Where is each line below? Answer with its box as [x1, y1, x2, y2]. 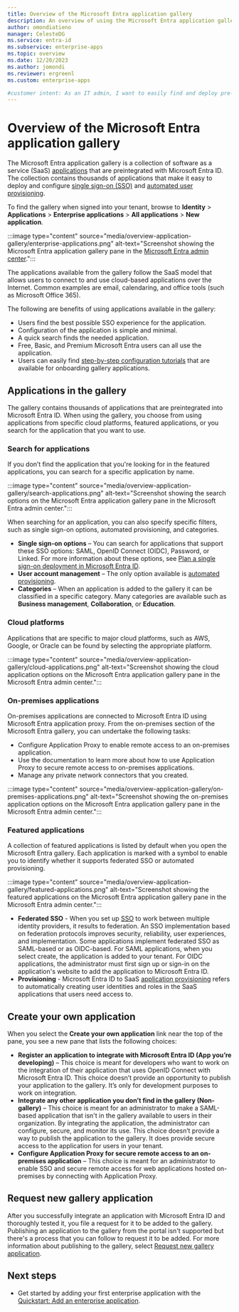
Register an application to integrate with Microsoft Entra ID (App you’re [17, 1051, 232, 1059]
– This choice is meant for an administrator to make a [43, 1104, 198, 1112]
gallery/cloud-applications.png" [7, 663, 100, 671]
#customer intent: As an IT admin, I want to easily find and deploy [7, 90, 218, 97]
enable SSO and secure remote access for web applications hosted [17, 1165, 216, 1172]
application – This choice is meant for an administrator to [47, 1157, 216, 1165]
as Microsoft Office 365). [7, 291, 81, 300]
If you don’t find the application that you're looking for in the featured [7, 460, 210, 468]
